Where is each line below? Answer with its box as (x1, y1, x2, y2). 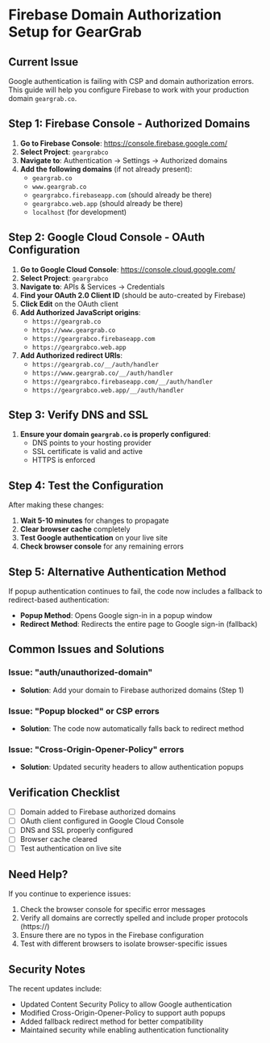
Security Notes (8, 962, 86, 976)
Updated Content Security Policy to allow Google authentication (19, 999, 232, 1009)
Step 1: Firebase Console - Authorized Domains (8, 117, 251, 131)
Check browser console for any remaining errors (19, 541, 184, 551)
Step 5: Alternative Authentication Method (8, 565, 227, 578)
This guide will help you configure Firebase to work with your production (8, 85, 250, 95)
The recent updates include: (8, 984, 102, 994)
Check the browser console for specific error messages (19, 905, 206, 915)
